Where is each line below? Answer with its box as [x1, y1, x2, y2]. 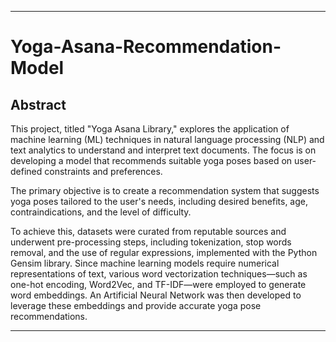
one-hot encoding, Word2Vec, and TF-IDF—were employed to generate [10, 279, 307, 290]
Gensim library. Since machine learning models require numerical [10, 257, 280, 269]
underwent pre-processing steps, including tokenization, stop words [10, 236, 292, 248]
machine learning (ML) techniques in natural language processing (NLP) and [10, 134, 325, 145]
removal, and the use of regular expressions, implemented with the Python [10, 247, 318, 258]
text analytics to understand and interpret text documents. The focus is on [10, 144, 317, 156]
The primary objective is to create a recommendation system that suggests [10, 185, 320, 196]
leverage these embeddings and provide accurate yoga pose [10, 300, 262, 311]
